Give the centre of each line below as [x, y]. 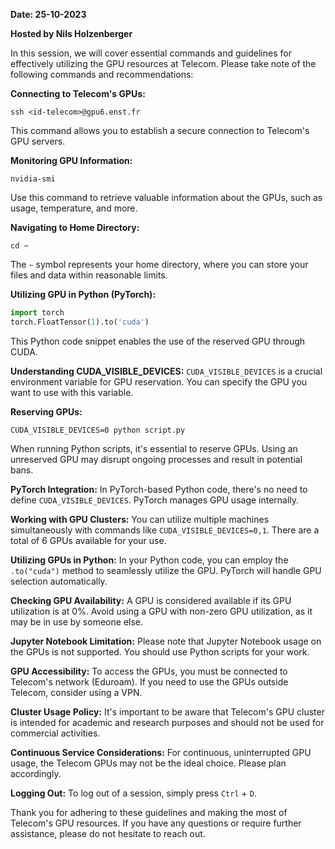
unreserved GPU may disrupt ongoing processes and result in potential [156, 459]
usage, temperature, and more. [74, 208]
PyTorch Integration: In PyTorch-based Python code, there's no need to [159, 489]
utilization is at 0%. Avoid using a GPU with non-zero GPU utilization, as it [161, 611]
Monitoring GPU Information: [71, 160]
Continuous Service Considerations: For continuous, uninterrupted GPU [161, 752]
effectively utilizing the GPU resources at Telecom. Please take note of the [163, 63]
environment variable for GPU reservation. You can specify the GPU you [159, 381]
